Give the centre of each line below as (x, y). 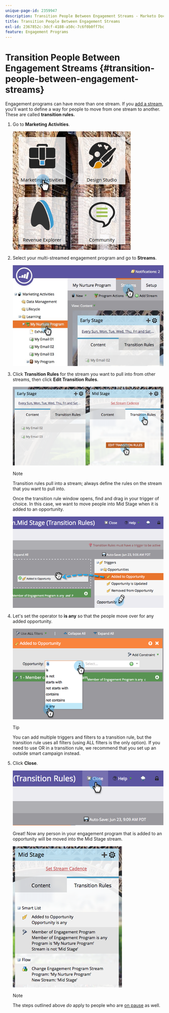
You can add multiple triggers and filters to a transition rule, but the (82, 737)
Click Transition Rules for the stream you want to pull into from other (84, 374)
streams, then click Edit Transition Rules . (55, 379)
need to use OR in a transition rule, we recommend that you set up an (84, 748)
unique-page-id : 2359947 (31, 11)
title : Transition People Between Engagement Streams (63, 21)
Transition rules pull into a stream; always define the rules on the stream (87, 483)
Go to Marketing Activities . (41, 124)
